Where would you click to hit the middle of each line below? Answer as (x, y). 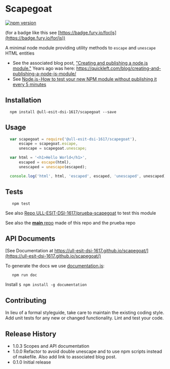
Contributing (26, 301)
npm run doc (25, 275)
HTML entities (20, 53)
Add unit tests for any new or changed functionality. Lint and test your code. (84, 318)
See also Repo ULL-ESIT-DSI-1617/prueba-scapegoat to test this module (81, 213)
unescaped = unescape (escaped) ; (53, 167)
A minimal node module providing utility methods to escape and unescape (80, 48)
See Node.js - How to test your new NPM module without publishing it (84, 79)
